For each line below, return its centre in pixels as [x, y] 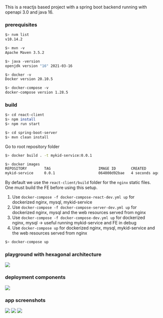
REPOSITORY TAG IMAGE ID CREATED [76, 169]
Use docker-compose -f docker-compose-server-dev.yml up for [74, 207]
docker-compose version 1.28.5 [37, 92]
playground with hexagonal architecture [53, 254]
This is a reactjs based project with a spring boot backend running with [76, 7]
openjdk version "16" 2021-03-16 [39, 66]
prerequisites [21, 25]
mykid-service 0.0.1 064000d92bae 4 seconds [78, 173]
